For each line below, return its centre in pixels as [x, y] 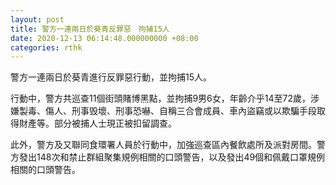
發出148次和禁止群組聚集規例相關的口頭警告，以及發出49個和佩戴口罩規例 [172, 157]
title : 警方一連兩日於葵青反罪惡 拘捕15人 [90, 29]
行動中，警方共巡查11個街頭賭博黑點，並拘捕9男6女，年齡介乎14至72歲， [160, 98]
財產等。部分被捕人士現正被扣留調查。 [97, 123]
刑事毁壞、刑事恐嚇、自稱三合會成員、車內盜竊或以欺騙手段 [194, 111]
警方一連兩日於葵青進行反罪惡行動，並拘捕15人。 [111, 77]
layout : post [37, 19]
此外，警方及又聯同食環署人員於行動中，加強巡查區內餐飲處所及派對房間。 [163, 145]
